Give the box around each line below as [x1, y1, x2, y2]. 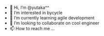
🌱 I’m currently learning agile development [9, 15, 95, 20]
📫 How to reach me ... [9, 26, 55, 31]
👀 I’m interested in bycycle [9, 10, 63, 16]
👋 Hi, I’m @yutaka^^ [9, 5, 50, 10]
